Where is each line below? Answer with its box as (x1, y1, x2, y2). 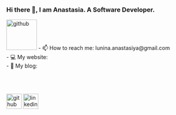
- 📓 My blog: (6, 62, 38, 69)
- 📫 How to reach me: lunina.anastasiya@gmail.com (38, 44, 171, 52)
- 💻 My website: (6, 54, 48, 61)
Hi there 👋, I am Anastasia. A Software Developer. (6, 5, 155, 14)
